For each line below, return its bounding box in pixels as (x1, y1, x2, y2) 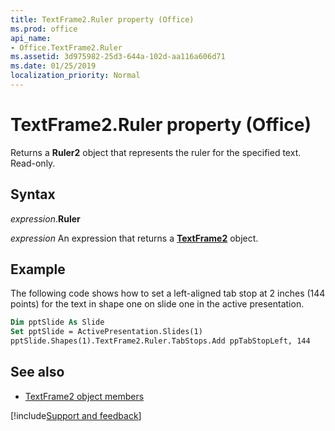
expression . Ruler (10, 212, 81, 225)
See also (10, 364, 65, 381)
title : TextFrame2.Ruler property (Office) (10, 14, 195, 25)
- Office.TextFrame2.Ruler (10, 42, 123, 53)
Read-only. (10, 157, 56, 169)
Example (10, 261, 66, 278)
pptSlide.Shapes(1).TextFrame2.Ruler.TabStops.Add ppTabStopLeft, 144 (10, 336, 311, 346)
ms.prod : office (10, 24, 78, 34)
